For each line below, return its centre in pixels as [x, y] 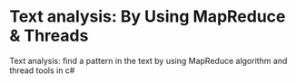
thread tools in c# [42, 70]
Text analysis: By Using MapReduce [148, 17]
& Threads [49, 36]
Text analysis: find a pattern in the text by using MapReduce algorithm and [148, 60]
